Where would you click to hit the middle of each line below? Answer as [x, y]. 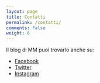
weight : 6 [18, 33]
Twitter [23, 67]
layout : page [22, 11]
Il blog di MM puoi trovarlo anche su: [50, 50]
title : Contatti [26, 17]
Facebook [27, 61]
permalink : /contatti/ [34, 22]
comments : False [26, 28]
